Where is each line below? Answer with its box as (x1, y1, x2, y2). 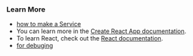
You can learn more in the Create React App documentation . (16, 27, 186, 35)
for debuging (16, 42, 53, 50)
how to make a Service (16, 20, 81, 28)
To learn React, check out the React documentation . (16, 34, 164, 43)
